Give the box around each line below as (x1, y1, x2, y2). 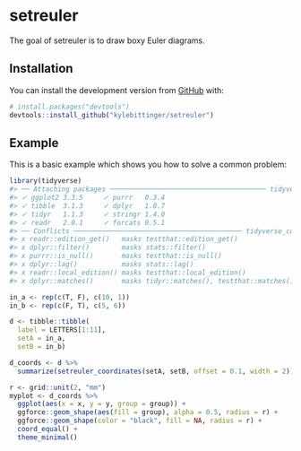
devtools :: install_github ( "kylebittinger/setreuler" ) (9, 110, 215, 119)
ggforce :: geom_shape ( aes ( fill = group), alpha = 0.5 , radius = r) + (17, 408, 279, 417)
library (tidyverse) (9, 177, 82, 186)
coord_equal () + (17, 425, 78, 434)
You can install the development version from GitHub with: (9, 84, 224, 95)
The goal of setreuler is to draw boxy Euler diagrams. (9, 35, 205, 46)
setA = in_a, (17, 334, 66, 343)
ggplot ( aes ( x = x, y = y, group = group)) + (17, 400, 186, 409)
